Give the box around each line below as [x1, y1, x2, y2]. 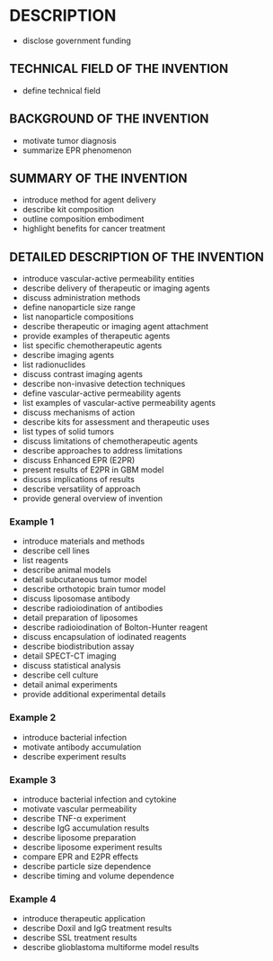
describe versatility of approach [22, 483, 141, 495]
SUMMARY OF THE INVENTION [9, 170, 188, 185]
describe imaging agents [22, 350, 115, 361]
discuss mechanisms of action [22, 407, 136, 418]
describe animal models [22, 564, 111, 576]
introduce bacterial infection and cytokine [22, 794, 177, 805]
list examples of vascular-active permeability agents [22, 398, 216, 409]
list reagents [22, 555, 69, 566]
